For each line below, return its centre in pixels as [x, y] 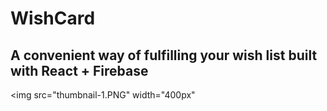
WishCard [53, 18]
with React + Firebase [79, 70]
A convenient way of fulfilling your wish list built [164, 55]
